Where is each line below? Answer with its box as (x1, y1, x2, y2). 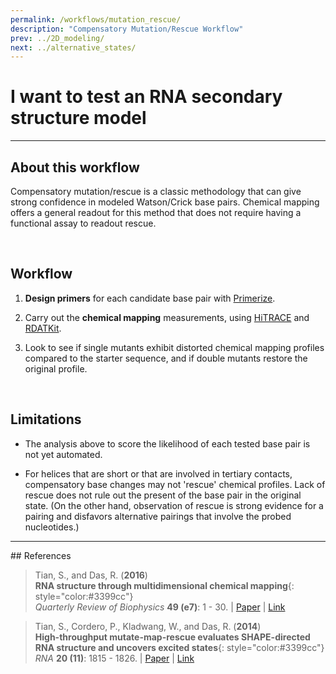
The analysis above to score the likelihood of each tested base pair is (24, 437, 311, 450)
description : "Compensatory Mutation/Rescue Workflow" (10, 24, 244, 34)
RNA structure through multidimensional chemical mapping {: (34, 579, 295, 591)
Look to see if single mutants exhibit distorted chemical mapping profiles (24, 341, 325, 353)
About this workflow (10, 159, 140, 176)
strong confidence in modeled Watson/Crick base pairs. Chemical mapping (10, 196, 320, 208)
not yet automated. (24, 448, 103, 460)
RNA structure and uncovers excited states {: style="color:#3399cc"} (34, 641, 325, 653)
